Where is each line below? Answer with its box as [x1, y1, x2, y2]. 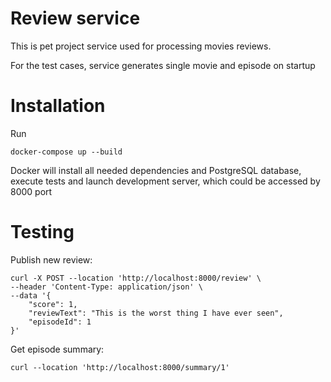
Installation [10, 95, 106, 117]
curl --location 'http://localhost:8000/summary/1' [10, 362, 230, 372]
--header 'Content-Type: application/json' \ [10, 282, 203, 292]
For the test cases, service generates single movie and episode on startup [10, 59, 316, 71]
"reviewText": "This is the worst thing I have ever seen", [28, 308, 284, 318]
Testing [10, 221, 75, 244]
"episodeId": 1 [28, 317, 92, 327]
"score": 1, [28, 299, 78, 309]
